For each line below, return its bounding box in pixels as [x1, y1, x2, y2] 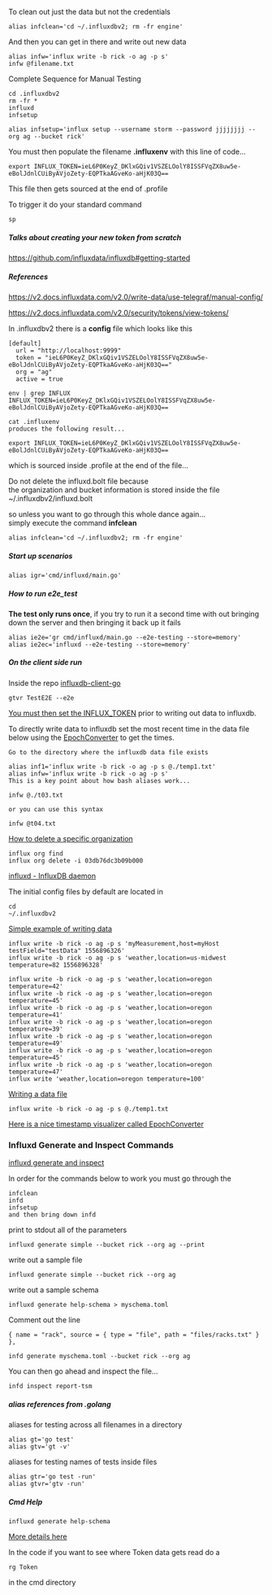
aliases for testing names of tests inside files [8, 1457, 158, 1467]
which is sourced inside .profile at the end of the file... [8, 460, 189, 470]
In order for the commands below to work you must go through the [8, 1173, 231, 1183]
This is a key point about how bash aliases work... [8, 776, 191, 784]
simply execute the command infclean [8, 518, 137, 527]
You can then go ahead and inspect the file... [8, 1366, 158, 1376]
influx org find [8, 850, 63, 858]
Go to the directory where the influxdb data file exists [8, 748, 209, 756]
